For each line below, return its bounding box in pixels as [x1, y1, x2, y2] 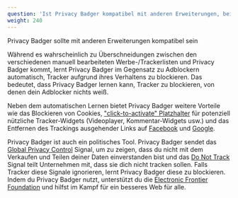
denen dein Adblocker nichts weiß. [7, 88, 109, 96]
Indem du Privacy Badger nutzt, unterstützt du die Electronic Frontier [7, 175, 208, 184]
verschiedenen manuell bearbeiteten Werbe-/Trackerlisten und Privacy [7, 57, 215, 66]
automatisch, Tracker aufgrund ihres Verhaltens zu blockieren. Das [7, 72, 203, 81]
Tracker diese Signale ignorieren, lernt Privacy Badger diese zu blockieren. [7, 168, 226, 176]
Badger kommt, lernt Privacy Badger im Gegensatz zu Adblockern [7, 65, 200, 74]
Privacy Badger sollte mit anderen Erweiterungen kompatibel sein [7, 36, 198, 45]
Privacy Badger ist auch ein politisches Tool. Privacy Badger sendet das [7, 137, 217, 146]
